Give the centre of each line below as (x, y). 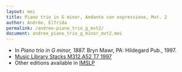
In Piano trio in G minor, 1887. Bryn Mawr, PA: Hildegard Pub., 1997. (95, 50)
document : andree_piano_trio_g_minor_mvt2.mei (64, 34)
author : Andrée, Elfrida (37, 22)
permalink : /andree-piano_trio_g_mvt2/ (55, 28)
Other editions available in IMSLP (55, 63)
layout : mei (21, 12)
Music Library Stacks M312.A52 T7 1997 (63, 57)
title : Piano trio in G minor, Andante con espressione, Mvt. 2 (87, 17)
